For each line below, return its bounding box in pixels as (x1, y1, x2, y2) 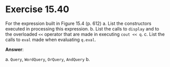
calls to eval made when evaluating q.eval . (5, 37, 96, 43)
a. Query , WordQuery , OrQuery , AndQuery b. (5, 56, 90, 62)
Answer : (5, 46, 24, 52)
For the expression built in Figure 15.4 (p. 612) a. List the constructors (5, 20, 152, 26)
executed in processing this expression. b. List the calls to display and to (5, 25, 160, 31)
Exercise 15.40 (5, 4, 70, 15)
